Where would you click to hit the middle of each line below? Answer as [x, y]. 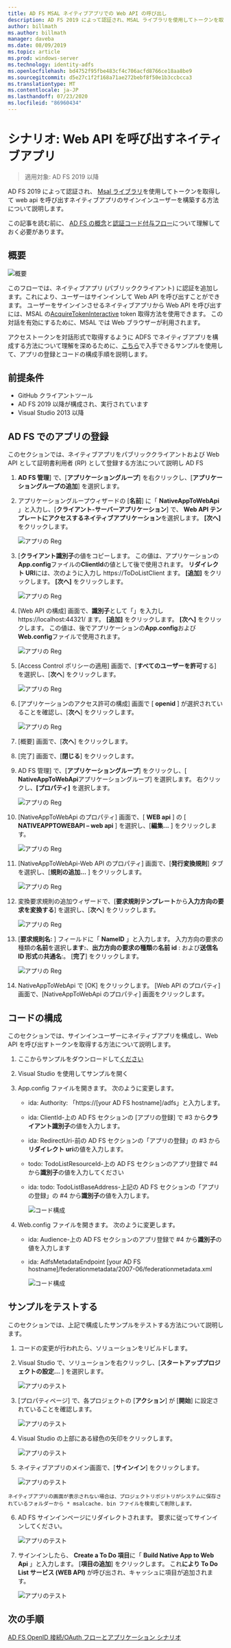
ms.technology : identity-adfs [51, 65]
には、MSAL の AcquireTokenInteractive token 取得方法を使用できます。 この [115, 314]
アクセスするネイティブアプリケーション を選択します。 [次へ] [134, 518]
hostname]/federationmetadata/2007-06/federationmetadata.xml [120, 1269]
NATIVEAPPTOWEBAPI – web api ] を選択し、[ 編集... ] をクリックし [114, 826]
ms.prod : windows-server [43, 58]
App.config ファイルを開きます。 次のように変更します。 [97, 1088]
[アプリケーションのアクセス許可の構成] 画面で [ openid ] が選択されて [117, 704]
